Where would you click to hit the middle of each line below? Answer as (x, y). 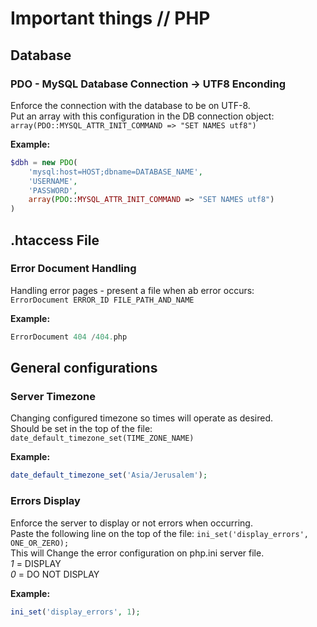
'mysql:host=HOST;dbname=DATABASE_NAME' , (115, 172)
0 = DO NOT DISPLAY (55, 574)
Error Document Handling (73, 269)
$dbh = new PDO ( (44, 162)
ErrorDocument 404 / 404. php (69, 337)
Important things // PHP (110, 18)
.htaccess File (55, 240)
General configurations (84, 368)
